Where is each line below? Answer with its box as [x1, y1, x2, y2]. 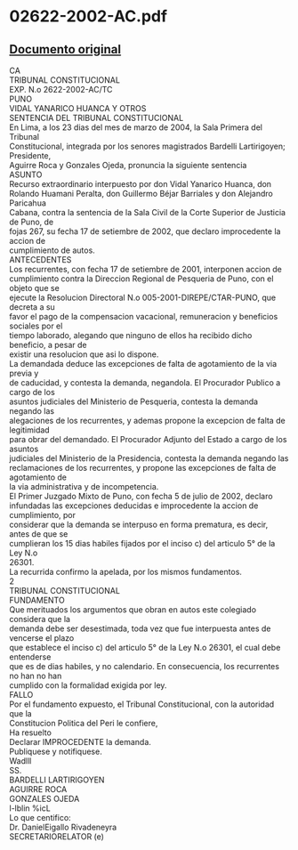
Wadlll [9, 756, 32, 766]
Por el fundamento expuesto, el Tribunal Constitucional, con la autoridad [9, 699, 275, 709]
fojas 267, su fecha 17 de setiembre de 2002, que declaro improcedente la [9, 226, 281, 237]
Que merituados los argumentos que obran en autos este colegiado [9, 604, 256, 615]
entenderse [9, 652, 52, 662]
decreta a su [9, 302, 55, 312]
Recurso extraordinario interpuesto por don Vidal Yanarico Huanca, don [9, 179, 272, 189]
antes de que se [9, 529, 68, 539]
